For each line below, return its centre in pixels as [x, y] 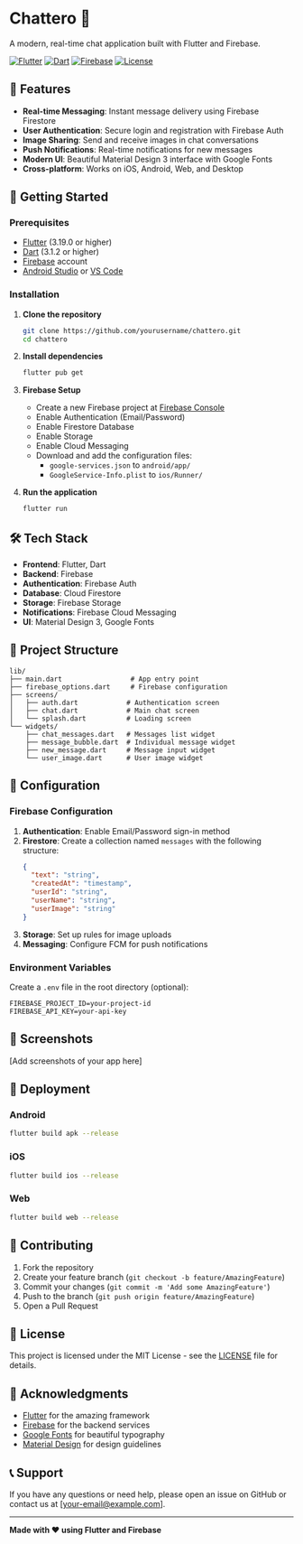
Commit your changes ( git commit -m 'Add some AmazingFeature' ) [146, 1287]
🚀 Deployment [50, 1089]
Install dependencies [63, 357]
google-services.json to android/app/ [120, 465]
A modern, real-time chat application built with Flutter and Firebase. [135, 43]
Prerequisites [39, 223]
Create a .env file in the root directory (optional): [99, 987]
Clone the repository [62, 314]
